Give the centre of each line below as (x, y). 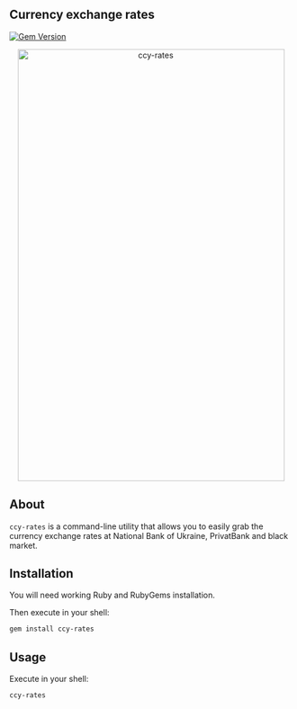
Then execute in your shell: (59, 613)
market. (23, 545)
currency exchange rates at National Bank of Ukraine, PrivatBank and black (149, 535)
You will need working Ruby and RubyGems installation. (112, 595)
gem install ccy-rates (52, 629)
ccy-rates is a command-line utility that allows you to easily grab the (136, 526)
